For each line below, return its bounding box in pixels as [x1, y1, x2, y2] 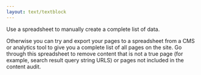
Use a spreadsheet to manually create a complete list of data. [6, 25, 160, 33]
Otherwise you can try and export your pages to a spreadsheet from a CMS [6, 37, 196, 44]
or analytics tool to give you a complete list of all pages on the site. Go [6, 44, 182, 51]
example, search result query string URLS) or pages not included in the [6, 56, 184, 64]
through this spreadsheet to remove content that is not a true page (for [6, 50, 183, 57]
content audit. [6, 63, 41, 70]
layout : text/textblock [6, 8, 67, 15]
